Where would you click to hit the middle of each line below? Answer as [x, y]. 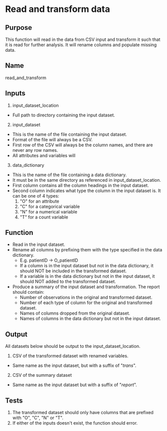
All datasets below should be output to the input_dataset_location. [73, 346]
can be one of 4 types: [36, 196]
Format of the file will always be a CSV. [52, 139]
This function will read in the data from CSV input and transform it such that [83, 39]
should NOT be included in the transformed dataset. [73, 271]
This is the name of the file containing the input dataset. [70, 134]
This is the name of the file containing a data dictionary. [70, 175]
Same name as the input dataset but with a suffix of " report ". [75, 385]
